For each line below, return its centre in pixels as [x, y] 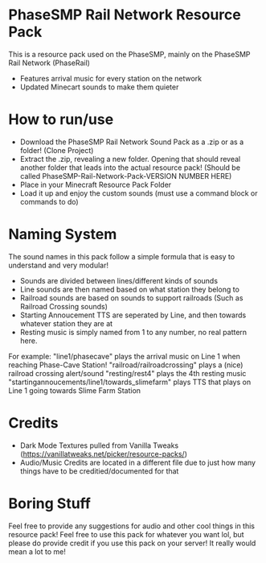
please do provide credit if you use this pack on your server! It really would [132, 543]
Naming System [63, 234]
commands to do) [49, 201]
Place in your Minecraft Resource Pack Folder [96, 184]
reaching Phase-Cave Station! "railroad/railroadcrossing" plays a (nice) [126, 365]
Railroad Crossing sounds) [64, 306]
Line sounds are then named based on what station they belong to [129, 289]
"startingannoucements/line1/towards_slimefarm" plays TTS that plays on [130, 382]
